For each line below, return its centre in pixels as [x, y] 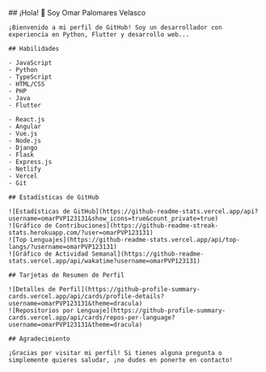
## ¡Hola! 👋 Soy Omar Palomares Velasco [77, 13]
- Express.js [30, 162]
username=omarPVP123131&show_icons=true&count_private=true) [114, 218]
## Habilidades [34, 49]
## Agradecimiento [39, 339]
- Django [23, 148]
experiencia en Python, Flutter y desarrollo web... [99, 35]
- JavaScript [30, 63]
